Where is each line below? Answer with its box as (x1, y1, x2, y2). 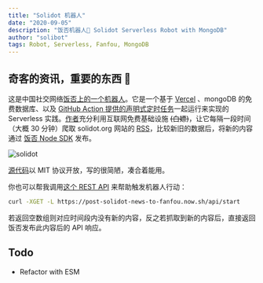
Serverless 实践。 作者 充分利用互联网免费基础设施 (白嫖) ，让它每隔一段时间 (8, 113, 251, 123)
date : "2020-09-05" (8, 19, 72, 27)
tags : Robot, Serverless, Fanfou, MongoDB (8, 41, 149, 49)
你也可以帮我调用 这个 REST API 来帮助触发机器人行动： (8, 182, 187, 191)
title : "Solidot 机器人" (8, 11, 86, 20)
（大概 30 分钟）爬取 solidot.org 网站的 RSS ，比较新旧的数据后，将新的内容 (8, 123, 254, 133)
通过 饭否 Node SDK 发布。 (8, 133, 96, 142)
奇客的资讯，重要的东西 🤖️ (8, 72, 131, 85)
